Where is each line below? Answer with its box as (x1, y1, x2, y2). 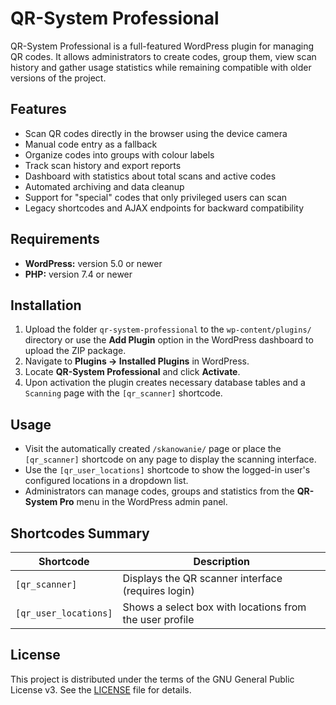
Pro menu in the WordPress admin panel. (59, 496, 228, 508)
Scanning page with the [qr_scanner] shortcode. (24, 387, 223, 399)
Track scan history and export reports (24, 159, 182, 171)
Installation (10, 297, 82, 314)
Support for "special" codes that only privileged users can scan (24, 191, 288, 203)
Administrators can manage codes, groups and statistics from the (24, 485, 295, 497)
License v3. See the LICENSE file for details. (10, 683, 192, 696)
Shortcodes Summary (10, 525, 150, 542)
